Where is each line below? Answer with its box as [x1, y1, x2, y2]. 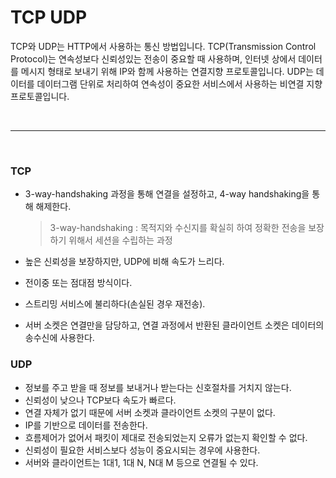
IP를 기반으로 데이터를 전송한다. [24, 419, 148, 431]
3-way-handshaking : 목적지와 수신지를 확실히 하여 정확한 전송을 [49, 222, 307, 234]
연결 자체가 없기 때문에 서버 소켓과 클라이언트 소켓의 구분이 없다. [24, 406, 276, 418]
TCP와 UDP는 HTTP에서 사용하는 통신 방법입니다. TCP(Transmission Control [10, 40, 317, 52]
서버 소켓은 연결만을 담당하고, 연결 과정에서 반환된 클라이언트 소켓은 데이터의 [24, 319, 325, 331]
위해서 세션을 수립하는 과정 [68, 234, 173, 246]
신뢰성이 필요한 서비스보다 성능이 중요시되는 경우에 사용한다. [24, 444, 261, 456]
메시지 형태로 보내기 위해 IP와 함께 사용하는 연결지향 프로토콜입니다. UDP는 [20, 65, 314, 77]
